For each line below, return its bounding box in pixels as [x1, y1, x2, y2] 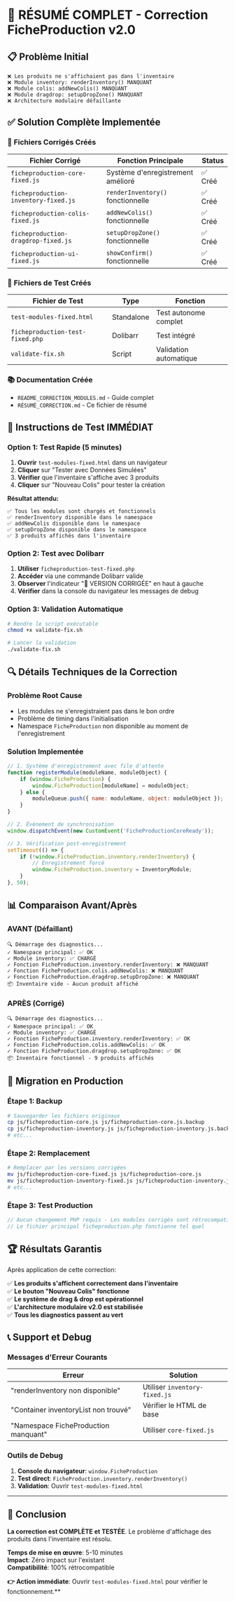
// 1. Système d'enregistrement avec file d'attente [7, 763, 164, 770]
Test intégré [156, 330, 196, 340]
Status [201, 155, 225, 165]
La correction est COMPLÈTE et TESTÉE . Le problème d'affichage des [7, 1527, 212, 1536]
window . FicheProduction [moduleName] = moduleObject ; [32, 782, 190, 789]
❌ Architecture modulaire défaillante [7, 98, 121, 105]
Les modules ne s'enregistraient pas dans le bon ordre [17, 706, 175, 715]
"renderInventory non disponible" [10, 1386, 121, 1395]
